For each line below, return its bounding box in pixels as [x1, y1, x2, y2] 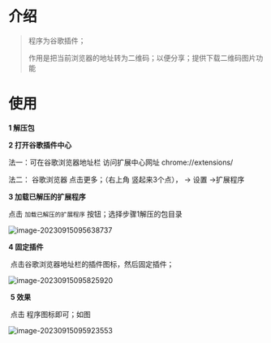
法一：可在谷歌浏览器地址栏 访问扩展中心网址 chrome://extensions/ [8, 157, 234, 167]
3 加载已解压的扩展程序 [8, 191, 87, 201]
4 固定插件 [8, 242, 44, 251]
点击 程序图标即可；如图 [10, 309, 91, 319]
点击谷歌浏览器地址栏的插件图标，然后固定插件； [10, 259, 174, 268]
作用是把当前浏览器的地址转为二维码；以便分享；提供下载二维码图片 [28, 53, 256, 62]
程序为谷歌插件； [28, 36, 86, 45]
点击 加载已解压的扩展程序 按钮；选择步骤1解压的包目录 [8, 208, 183, 219]
